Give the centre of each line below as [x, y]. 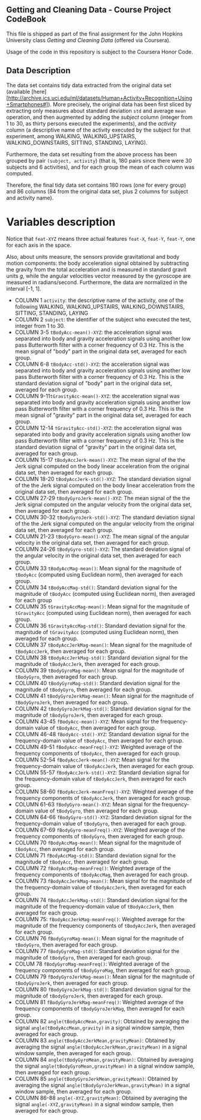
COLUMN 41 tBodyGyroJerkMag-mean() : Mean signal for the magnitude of [104, 695]
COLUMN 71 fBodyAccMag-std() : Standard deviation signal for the [95, 855]
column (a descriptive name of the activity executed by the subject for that [98, 130]
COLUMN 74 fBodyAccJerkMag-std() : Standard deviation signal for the [101, 900]
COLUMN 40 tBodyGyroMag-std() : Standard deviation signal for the [97, 683]
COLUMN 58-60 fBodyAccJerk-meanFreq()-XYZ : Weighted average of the [104, 792]
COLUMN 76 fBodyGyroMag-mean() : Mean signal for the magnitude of [99, 938]
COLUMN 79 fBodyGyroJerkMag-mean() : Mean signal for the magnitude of [105, 976]
